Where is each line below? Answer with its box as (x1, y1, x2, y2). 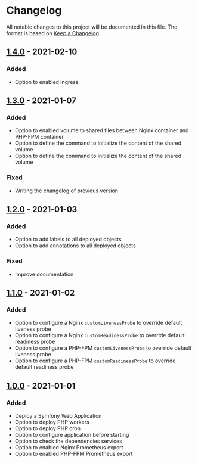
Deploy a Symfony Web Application (14, 412, 102, 419)
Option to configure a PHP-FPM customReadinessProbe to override (14, 357, 176, 364)
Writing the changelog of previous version (14, 187, 118, 194)
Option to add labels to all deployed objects (14, 236, 122, 243)
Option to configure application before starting (14, 431, 129, 438)
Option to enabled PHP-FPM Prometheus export (14, 450, 133, 457)
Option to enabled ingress (14, 78, 79, 85)
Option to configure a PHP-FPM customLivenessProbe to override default (14, 344, 192, 352)
